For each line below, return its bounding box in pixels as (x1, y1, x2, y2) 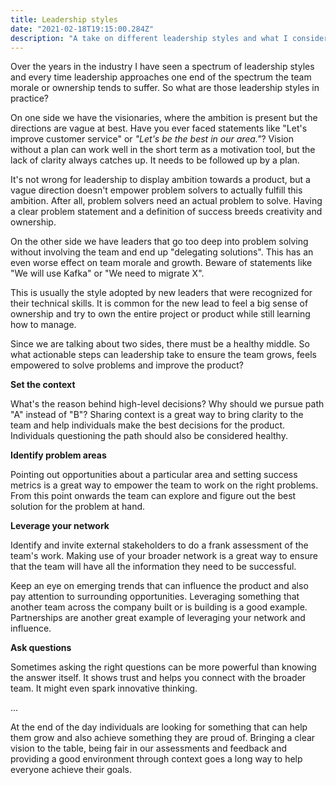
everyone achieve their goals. (10, 764, 133, 776)
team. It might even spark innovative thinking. (10, 682, 198, 695)
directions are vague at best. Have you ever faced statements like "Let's (10, 122, 308, 135)
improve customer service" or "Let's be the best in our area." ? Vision (10, 133, 294, 145)
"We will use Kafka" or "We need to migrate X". (10, 267, 205, 280)
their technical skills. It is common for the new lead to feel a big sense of (10, 297, 309, 310)
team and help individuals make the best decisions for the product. (10, 419, 285, 431)
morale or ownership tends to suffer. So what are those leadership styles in (10, 82, 320, 94)
